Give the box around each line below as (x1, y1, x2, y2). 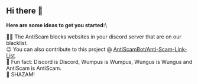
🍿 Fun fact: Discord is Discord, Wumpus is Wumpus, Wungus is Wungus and (6, 58, 193, 65)
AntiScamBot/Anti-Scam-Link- (113, 46, 187, 53)
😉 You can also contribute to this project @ (6, 46, 112, 53)
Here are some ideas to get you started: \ (6, 21, 108, 28)
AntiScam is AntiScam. (6, 64, 61, 72)
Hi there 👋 (6, 6, 43, 16)
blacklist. (6, 39, 28, 46)
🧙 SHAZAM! (6, 70, 35, 77)
